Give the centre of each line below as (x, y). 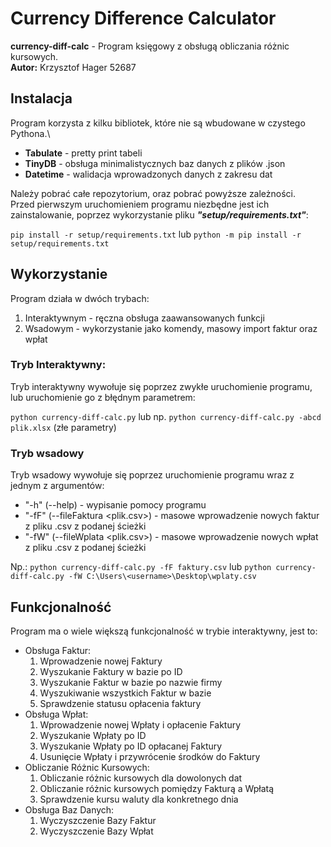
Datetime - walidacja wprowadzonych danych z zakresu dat (148, 174)
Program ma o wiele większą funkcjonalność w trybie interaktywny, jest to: (164, 631)
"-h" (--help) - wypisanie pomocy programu (115, 505)
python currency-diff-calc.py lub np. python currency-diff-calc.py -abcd (166, 416)
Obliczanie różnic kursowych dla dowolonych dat (141, 778)
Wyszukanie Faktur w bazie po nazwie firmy (131, 682)
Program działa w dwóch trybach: (80, 298)
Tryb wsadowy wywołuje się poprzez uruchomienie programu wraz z (152, 475)
